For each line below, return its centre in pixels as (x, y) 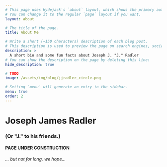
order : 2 (14, 96)
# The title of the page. (32, 28)
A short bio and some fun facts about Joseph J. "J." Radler (74, 55)
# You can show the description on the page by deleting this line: (78, 60)
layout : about (20, 19)
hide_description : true (30, 64)
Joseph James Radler (51, 121)
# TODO (12, 73)
